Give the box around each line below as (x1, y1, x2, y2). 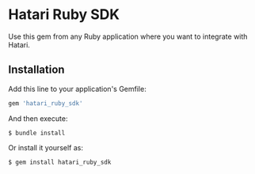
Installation (8, 63, 65, 77)
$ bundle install (8, 129, 66, 137)
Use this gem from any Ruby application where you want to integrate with (8, 32, 248, 41)
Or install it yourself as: (8, 142, 83, 152)
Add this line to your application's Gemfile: (8, 84, 147, 93)
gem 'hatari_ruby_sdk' (8, 99, 83, 108)
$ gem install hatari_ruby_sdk (8, 158, 112, 166)
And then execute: (8, 113, 68, 123)
